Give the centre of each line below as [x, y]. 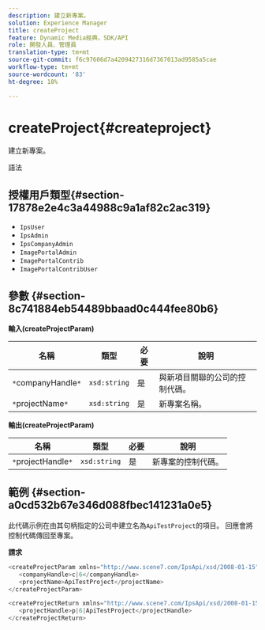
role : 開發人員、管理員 [43, 45]
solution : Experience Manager [58, 23]
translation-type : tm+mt [49, 52]
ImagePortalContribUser [59, 270]
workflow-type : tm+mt [44, 67]
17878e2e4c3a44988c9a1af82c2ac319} [110, 208]
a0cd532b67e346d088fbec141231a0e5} [110, 505]
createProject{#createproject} [110, 128]
